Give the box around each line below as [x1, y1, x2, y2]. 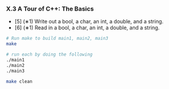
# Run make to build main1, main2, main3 [6, 36, 109, 42]
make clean [6, 78, 33, 84]
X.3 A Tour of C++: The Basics [6, 5, 94, 13]
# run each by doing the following [6, 52, 93, 57]
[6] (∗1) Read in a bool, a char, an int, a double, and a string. [14, 24, 160, 31]
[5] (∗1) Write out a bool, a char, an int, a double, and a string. [14, 18, 164, 25]
